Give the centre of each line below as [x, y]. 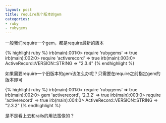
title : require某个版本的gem [33, 14]
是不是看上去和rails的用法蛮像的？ [40, 116]
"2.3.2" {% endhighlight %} [33, 106]
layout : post [19, 10]
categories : [17, 19]
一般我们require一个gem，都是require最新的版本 [55, 43]
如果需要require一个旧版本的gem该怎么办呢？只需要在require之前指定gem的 [83, 74]
